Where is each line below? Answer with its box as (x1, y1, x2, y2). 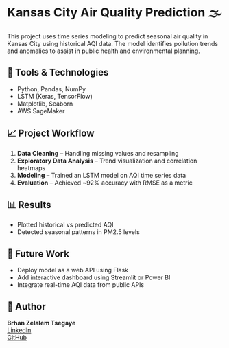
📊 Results (7, 199, 51, 211)
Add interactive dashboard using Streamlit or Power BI (16, 273, 171, 281)
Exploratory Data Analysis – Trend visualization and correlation (16, 156, 197, 165)
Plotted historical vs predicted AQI (16, 220, 114, 229)
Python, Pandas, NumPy (16, 84, 86, 93)
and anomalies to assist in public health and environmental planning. (7, 47, 200, 55)
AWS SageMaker (16, 106, 65, 115)
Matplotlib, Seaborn (16, 100, 73, 108)
